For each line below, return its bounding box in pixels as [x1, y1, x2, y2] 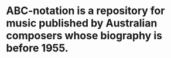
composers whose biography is [6, 29, 163, 42]
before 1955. [6, 42, 69, 55]
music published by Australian [6, 16, 158, 30]
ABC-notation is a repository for [6, 4, 165, 18]
